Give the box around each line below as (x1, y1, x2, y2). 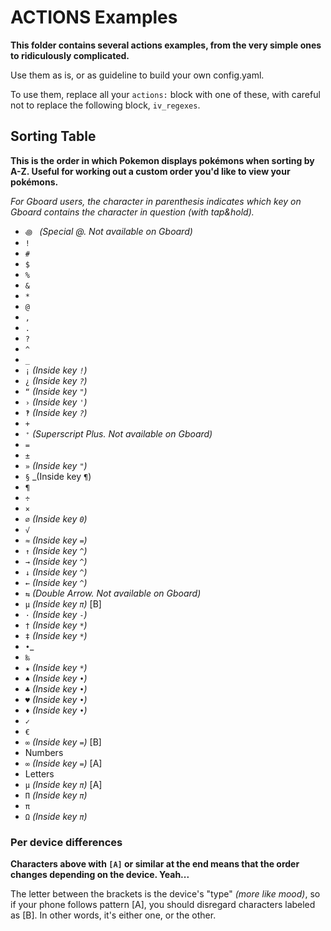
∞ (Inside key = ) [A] (24, 757, 103, 769)
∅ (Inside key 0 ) (24, 512, 88, 525)
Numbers (24, 746, 64, 758)
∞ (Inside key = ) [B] (24, 736, 102, 748)
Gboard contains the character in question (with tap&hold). (10, 206, 255, 218)
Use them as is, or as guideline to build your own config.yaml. (10, 69, 265, 81)
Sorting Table (10, 128, 97, 145)
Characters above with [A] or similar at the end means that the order (10, 858, 300, 870)
